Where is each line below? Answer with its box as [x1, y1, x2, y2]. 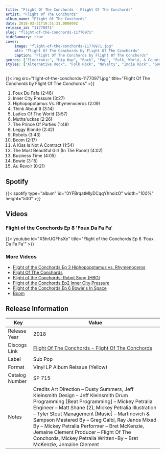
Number [8, 377, 27, 384]
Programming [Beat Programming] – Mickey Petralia [33, 398, 153, 405]
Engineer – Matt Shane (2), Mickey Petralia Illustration [33, 404, 157, 411]
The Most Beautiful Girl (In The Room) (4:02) [12, 148, 103, 154]
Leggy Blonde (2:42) [12, 127, 55, 133]
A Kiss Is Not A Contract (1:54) [12, 142, 74, 148]
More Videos [5, 253, 37, 260]
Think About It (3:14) [12, 106, 54, 112]
